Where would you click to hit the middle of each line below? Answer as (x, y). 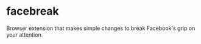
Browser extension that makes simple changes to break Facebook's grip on (101, 28)
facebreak (33, 11)
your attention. (25, 34)
